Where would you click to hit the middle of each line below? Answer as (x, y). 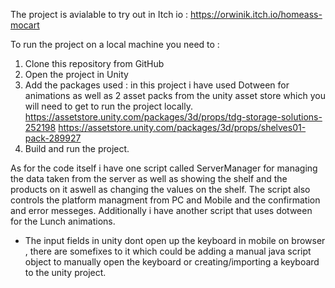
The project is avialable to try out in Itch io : (99, 14)
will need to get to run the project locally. (108, 106)
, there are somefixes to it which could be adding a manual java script (168, 251)
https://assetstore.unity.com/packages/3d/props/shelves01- (182, 127)
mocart (25, 25)
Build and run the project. (77, 148)
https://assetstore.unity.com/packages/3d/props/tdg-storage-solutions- (173, 117)
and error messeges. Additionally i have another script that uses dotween (161, 210)
